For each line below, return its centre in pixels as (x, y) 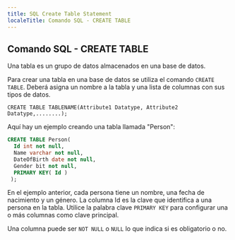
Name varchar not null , (48, 153)
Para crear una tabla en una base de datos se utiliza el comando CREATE (111, 80)
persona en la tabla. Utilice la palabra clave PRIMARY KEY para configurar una (117, 208)
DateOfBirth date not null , (55, 160)
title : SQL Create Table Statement (60, 14)
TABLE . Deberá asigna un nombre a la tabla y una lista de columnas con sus (116, 87)
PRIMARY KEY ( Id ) (41, 173)
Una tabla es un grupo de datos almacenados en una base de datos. (107, 66)
